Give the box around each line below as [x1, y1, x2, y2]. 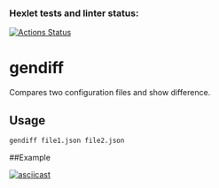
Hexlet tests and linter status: [9, 7, 139, 19]
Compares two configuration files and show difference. [9, 87, 211, 98]
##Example [9, 152, 51, 162]
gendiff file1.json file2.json [9, 136, 125, 146]
